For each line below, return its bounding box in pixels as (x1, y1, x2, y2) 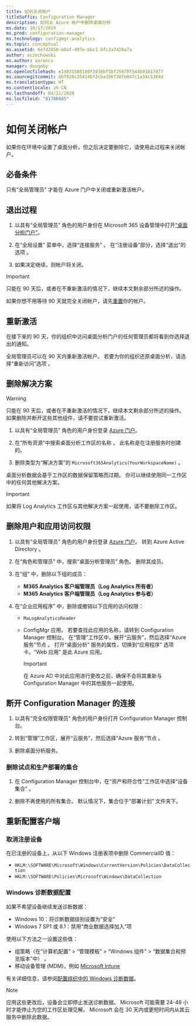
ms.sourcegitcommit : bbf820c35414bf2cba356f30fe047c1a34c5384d (6, 74, 164, 80)
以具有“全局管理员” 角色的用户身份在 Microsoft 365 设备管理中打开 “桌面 (14, 222, 188, 229)
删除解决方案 (6, 379, 53, 389)
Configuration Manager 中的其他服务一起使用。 (23, 680, 137, 687)
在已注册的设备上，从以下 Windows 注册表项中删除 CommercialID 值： (6, 850, 176, 857)
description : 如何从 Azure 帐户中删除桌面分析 (6, 19, 111, 25)
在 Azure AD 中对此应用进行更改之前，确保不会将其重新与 (23, 672, 163, 679)
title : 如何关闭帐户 (6, 8, 51, 15)
